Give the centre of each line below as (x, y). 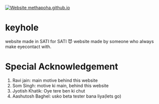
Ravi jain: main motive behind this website (55, 80)
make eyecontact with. (28, 47)
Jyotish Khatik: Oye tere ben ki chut (49, 91)
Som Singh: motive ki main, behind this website (60, 85)
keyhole (22, 28)
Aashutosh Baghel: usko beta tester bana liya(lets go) (67, 96)
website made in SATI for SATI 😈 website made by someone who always (79, 41)
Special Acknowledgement (62, 67)
